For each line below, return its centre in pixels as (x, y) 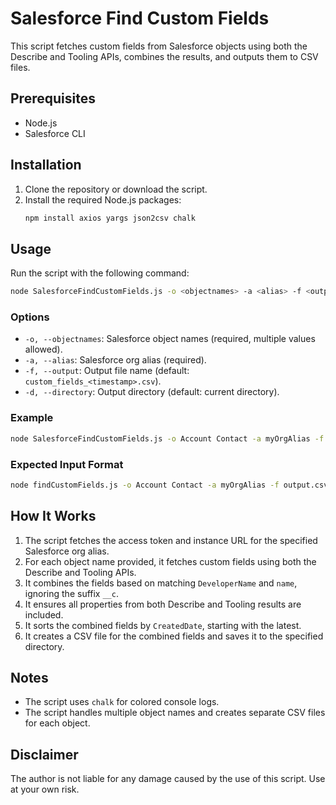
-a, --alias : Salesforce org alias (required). (115, 360)
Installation (46, 165)
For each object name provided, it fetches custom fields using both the (170, 561)
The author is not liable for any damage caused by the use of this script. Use (168, 779)
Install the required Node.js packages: (103, 199)
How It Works (53, 516)
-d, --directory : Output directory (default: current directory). (152, 392)
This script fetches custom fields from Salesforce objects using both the (159, 46)
